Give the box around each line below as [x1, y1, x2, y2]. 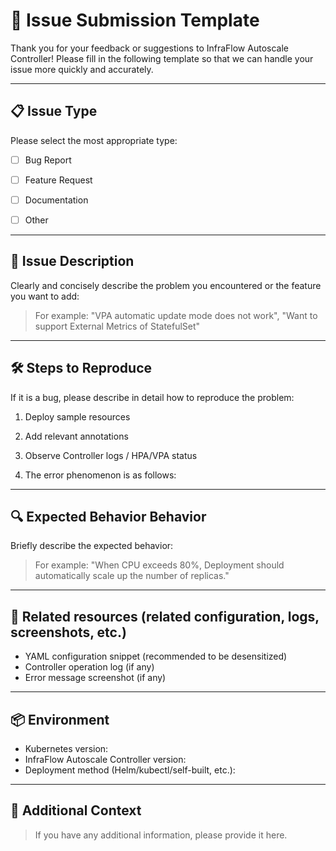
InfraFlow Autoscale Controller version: [24, 754, 187, 766]
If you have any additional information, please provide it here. [34, 829, 288, 841]
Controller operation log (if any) [24, 661, 155, 673]
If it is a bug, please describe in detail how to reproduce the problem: [10, 391, 295, 403]
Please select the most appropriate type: [10, 134, 178, 146]
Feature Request [24, 174, 93, 186]
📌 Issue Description [10, 253, 135, 270]
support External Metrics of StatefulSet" [34, 320, 201, 332]
